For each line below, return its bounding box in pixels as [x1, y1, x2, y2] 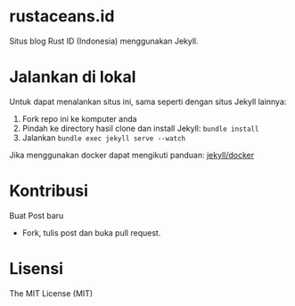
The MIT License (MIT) [9, 287, 94, 299]
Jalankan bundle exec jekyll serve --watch [21, 132, 186, 143]
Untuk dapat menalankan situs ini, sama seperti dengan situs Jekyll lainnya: [9, 96, 287, 107]
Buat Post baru [9, 210, 64, 221]
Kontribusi [9, 181, 89, 201]
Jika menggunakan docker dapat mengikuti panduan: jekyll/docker [9, 149, 255, 160]
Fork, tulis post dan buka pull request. [21, 227, 161, 238]
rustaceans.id [9, 6, 115, 27]
